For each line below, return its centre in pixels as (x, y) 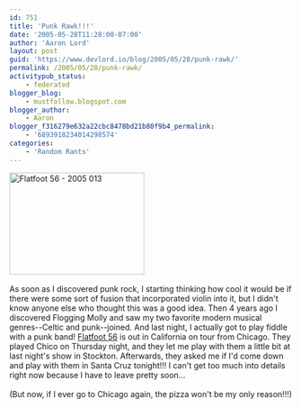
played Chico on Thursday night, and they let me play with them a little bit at (150, 346)
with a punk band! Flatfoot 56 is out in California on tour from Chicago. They (150, 336)
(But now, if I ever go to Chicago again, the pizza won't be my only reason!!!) (151, 394)
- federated (48, 85)
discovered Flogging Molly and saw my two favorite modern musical (136, 317)
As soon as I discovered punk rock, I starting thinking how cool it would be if (150, 288)
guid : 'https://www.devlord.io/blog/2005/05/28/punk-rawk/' (124, 59)
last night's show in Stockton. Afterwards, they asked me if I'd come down (146, 356)
